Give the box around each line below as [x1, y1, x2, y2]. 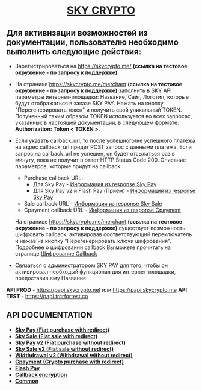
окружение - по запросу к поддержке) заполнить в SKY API [14, 87, 173, 94]
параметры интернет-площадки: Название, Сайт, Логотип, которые [14, 93, 189, 100]
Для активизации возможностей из [6, 28, 148, 38]
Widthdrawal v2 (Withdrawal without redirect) [14, 351, 133, 359]
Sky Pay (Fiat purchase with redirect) [14, 326, 110, 333]
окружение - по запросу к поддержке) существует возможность [14, 224, 186, 231]
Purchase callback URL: [23, 174, 83, 181]
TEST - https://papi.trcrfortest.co [6, 293, 88, 300]
